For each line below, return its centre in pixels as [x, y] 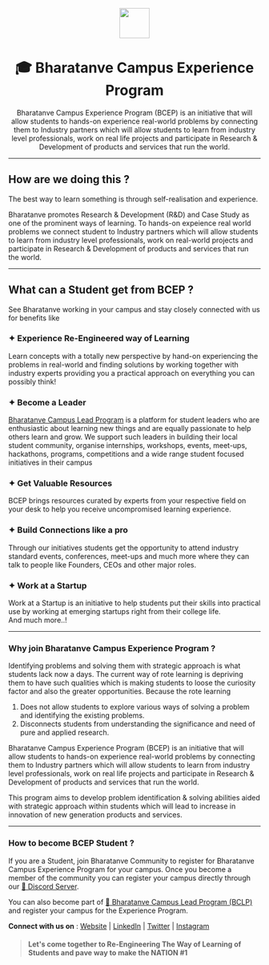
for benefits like [34, 318]
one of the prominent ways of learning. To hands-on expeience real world [130, 223]
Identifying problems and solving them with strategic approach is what [124, 666]
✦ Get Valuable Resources [60, 483]
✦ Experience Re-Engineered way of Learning [99, 339]
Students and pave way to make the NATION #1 [108, 953]
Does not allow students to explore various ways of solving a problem [134, 707]
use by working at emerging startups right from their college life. [115, 612]
